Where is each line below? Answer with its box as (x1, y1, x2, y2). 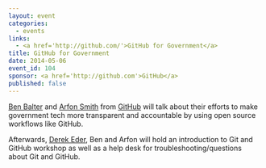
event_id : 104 (8, 65, 56, 73)
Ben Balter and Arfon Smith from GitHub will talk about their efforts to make (8, 102, 259, 111)
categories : (8, 19, 48, 27)
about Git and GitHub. (8, 151, 81, 162)
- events (15, 27, 45, 35)
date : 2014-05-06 (8, 57, 67, 65)
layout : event (8, 11, 56, 20)
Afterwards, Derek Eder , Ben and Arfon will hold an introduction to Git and (8, 134, 254, 144)
